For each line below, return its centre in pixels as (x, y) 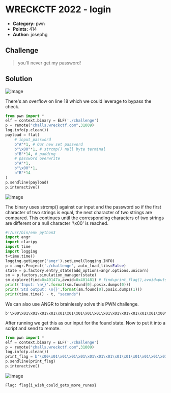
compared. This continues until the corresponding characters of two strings (85, 218)
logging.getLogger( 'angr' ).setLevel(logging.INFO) (60, 261)
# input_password (33, 140)
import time (18, 247)
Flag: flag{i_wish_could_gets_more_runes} (51, 385)
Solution (19, 79)
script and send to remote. (33, 328)
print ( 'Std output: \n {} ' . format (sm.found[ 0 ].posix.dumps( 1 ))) (74, 290)
